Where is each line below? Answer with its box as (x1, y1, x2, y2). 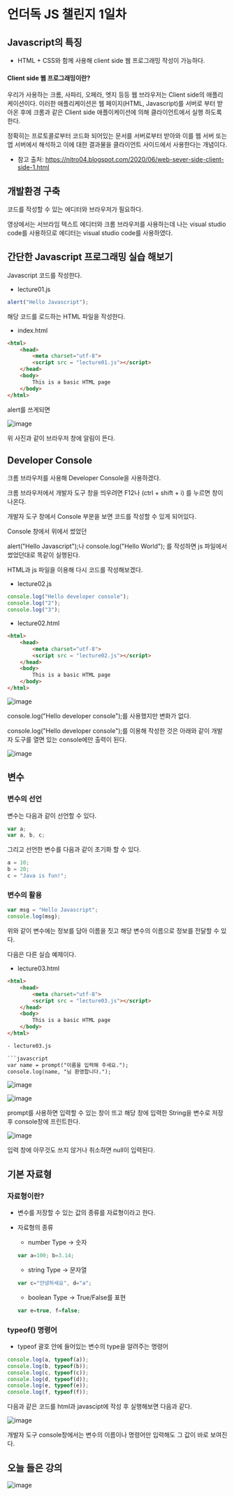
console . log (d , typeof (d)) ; (7, 1376, 89, 1383)
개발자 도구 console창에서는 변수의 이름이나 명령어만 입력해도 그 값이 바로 (7, 1431, 209, 1439)
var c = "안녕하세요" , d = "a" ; (17, 1279, 92, 1287)
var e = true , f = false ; (17, 1307, 81, 1314)
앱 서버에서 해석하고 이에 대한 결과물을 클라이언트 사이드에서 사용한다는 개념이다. (7, 141, 228, 149)
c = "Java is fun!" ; (7, 872, 68, 879)
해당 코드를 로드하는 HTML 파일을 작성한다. (7, 312, 126, 321)
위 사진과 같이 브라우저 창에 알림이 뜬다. (7, 433, 115, 442)
